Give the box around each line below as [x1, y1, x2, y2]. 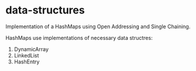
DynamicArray [13, 45, 49, 53]
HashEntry [13, 58, 40, 65]
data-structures [5, 4, 85, 17]
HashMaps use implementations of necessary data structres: [5, 34, 153, 41]
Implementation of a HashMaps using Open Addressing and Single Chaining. [5, 23, 191, 30]
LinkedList [13, 52, 39, 59]
